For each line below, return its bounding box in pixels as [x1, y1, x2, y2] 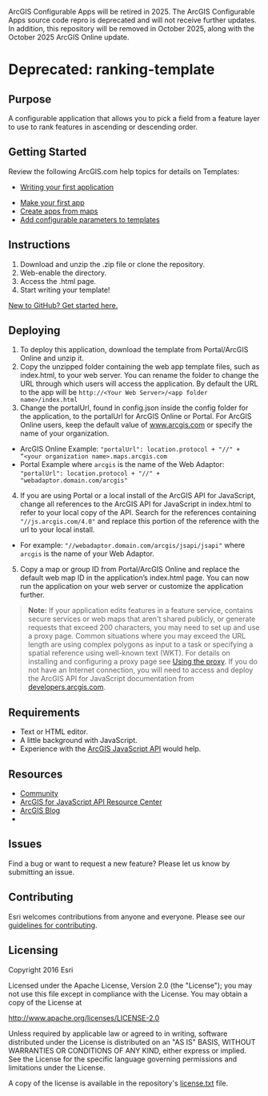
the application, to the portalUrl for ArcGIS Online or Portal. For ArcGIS [19, 412, 252, 421]
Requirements [8, 705, 80, 719]
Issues [8, 838, 42, 851]
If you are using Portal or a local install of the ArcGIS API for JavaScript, [19, 491, 256, 501]
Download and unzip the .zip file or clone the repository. [19, 259, 206, 269]
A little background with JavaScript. [19, 736, 138, 745]
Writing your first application [19, 182, 114, 192]
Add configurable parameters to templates [19, 214, 160, 224]
